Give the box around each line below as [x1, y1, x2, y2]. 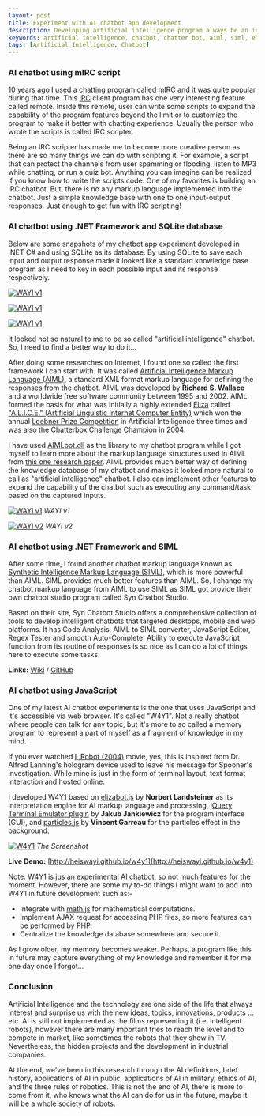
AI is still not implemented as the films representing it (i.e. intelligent [22, 1016, 242, 1025]
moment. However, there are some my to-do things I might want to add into [8, 880, 252, 890]
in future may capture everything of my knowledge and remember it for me [8, 953, 252, 963]
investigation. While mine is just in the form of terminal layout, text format [8, 769, 246, 778]
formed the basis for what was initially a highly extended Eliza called [8, 399, 230, 409]
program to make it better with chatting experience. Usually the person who [8, 119, 254, 128]
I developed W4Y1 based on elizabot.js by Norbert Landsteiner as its [8, 793, 233, 802]
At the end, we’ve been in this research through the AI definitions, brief [8, 1065, 239, 1074]
